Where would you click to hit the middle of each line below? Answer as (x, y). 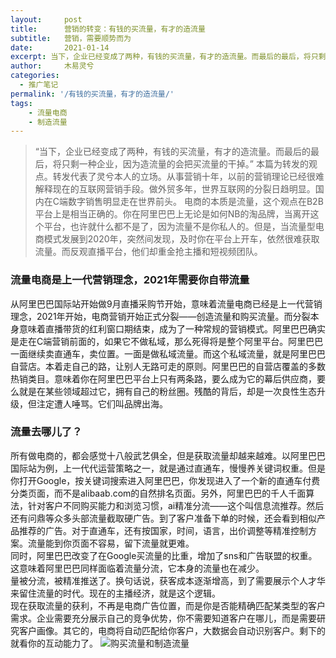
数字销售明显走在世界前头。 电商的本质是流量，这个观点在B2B (196, 202)
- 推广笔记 (39, 85)
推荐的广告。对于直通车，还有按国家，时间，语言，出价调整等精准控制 (163, 530)
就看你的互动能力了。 (54, 643)
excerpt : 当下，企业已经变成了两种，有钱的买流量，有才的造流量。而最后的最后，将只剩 (168, 57)
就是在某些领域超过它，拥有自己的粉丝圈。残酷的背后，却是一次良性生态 (167, 391)
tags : (21, 103)
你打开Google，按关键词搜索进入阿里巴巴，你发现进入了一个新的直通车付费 (165, 480)
